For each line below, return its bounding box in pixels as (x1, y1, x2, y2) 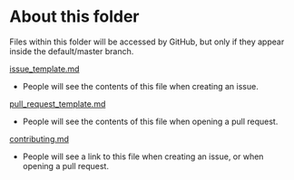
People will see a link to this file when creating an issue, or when (22, 151, 264, 162)
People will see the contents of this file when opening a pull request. (22, 116, 279, 127)
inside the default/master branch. (9, 45, 134, 56)
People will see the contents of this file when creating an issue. (22, 81, 259, 91)
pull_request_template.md (9, 98, 106, 109)
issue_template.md (9, 63, 80, 74)
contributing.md (9, 133, 70, 144)
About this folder (9, 6, 140, 27)
